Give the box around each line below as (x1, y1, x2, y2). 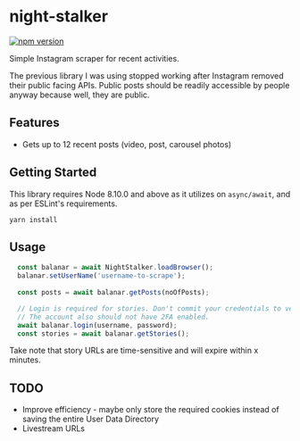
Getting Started (9, 165, 97, 180)
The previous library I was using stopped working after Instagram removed (9, 70, 284, 81)
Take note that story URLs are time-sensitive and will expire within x (9, 345, 259, 356)
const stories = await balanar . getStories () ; (17, 329, 190, 338)
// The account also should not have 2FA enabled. (17, 312, 210, 321)
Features (9, 115, 60, 130)
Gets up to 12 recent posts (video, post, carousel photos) (21, 138, 232, 149)
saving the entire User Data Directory (21, 413, 159, 425)
